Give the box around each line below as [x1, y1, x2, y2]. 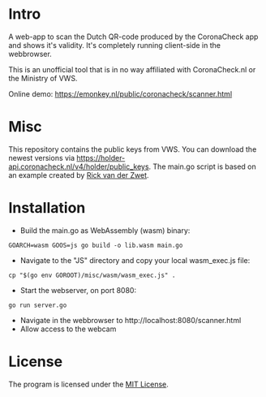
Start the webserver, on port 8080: [19, 285, 136, 295]
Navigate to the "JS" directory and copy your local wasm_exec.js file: [19, 255, 251, 265]
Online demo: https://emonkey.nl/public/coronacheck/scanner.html [8, 88, 233, 98]
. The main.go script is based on [148, 162, 257, 171]
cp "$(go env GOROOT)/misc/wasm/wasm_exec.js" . [8, 271, 176, 279]
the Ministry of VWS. [8, 73, 78, 83]
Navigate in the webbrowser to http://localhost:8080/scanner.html [19, 315, 242, 325]
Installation [8, 199, 86, 218]
